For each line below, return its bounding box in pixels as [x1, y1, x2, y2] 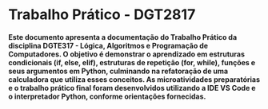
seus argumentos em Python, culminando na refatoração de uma [8, 66, 229, 76]
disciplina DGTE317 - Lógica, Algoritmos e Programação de [8, 41, 209, 50]
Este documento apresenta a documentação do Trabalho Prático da [8, 32, 238, 41]
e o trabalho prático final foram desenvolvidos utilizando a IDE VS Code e [8, 83, 256, 92]
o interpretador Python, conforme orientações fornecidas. [8, 91, 206, 101]
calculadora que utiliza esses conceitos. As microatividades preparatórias [8, 74, 261, 84]
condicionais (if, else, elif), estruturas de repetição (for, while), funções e [8, 57, 256, 67]
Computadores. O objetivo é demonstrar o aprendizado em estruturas [8, 49, 246, 59]
